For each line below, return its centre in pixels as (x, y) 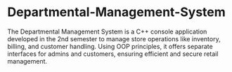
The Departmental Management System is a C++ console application (107, 31)
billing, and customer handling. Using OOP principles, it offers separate (110, 46)
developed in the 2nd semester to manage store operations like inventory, (114, 38)
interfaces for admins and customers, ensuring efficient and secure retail (113, 54)
